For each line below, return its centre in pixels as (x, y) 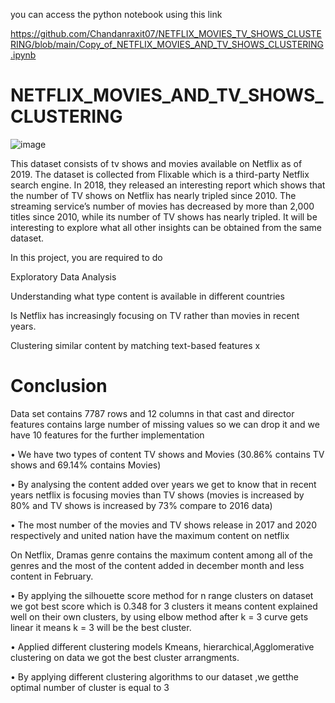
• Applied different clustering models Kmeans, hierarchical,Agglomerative (162, 646)
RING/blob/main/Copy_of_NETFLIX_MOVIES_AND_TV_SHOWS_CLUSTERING (167, 44)
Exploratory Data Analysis (63, 276)
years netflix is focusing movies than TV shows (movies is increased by (157, 495)
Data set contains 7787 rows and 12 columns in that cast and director (152, 413)
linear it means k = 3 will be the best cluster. (101, 627)
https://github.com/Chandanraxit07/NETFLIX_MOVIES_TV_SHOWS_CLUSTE (166, 33)
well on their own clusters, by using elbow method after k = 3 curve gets (159, 616)
